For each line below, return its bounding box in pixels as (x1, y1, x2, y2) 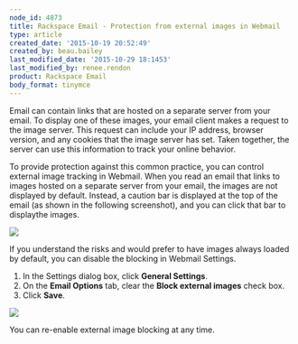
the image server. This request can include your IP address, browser (9, 124, 264, 135)
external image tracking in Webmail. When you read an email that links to (9, 171, 280, 181)
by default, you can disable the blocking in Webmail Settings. (9, 253, 237, 264)
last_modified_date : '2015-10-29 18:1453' (9, 55, 172, 64)
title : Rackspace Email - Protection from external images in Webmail (9, 22, 281, 31)
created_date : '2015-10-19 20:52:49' (9, 38, 152, 48)
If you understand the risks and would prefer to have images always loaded (9, 243, 290, 254)
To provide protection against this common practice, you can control (9, 161, 265, 172)
